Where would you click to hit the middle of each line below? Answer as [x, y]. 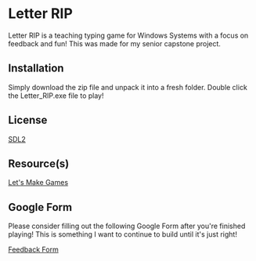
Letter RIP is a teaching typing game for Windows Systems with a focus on [128, 35]
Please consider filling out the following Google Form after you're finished [127, 226]
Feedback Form [33, 250]
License [28, 120]
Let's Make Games [38, 183]
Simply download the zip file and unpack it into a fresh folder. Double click [128, 87]
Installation [36, 69]
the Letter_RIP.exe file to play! [56, 96]
